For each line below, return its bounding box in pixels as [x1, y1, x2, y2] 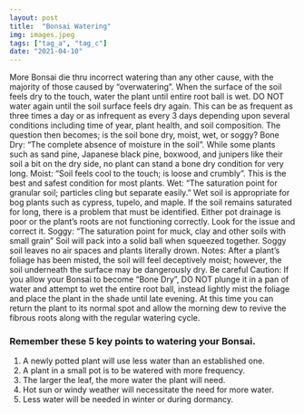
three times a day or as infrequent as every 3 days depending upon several [9, 111, 290, 121]
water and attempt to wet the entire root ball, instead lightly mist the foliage [9, 284, 290, 294]
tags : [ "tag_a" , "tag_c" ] [9, 38, 107, 48]
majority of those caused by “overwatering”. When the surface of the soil [9, 82, 282, 92]
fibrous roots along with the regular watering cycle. [9, 313, 201, 323]
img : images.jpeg [9, 30, 75, 39]
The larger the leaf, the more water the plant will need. [22, 375, 226, 386]
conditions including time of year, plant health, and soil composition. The [9, 120, 281, 131]
